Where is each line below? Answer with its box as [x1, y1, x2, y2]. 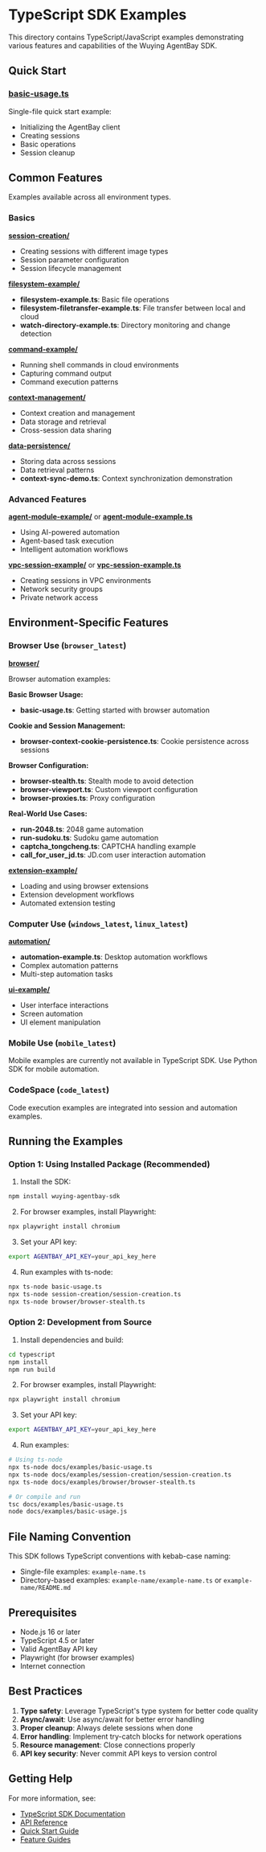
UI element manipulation [19, 1017, 101, 1027]
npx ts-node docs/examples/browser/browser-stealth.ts [8, 1478, 196, 1486]
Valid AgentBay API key [19, 1644, 98, 1653]
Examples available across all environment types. [8, 192, 171, 202]
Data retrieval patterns [19, 465, 95, 474]
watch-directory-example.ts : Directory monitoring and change [19, 320, 231, 330]
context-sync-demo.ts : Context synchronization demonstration [19, 473, 233, 483]
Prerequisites [8, 1606, 77, 1620]
